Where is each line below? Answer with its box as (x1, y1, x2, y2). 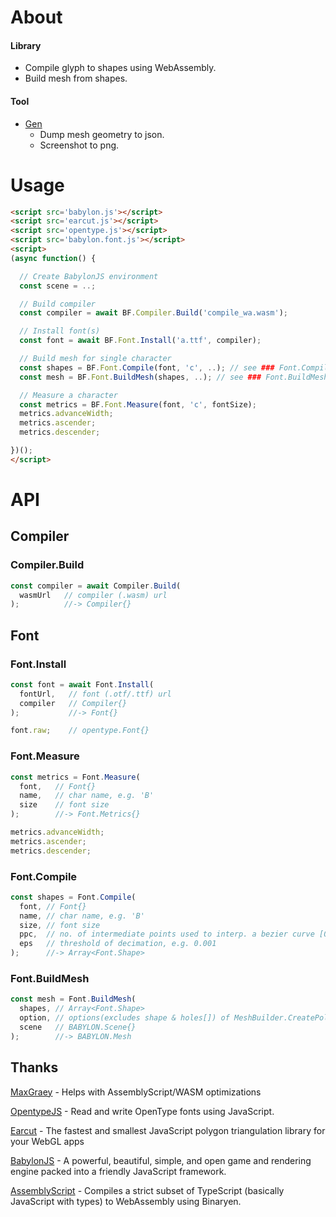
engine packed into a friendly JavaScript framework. (10, 1165, 227, 1177)
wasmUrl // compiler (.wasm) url (19, 590, 168, 600)
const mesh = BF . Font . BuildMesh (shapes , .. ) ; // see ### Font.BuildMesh (19, 372, 329, 382)
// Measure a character (19, 390, 118, 400)
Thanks (10, 1059, 59, 1076)
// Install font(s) (19, 326, 101, 336)
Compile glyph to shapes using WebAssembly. (24, 62, 217, 74)
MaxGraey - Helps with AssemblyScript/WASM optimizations (10, 1086, 262, 1098)
